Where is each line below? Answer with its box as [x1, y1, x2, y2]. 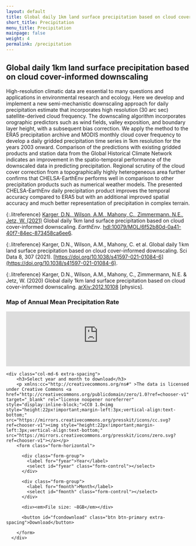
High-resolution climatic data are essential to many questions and [6, 87, 164, 94]
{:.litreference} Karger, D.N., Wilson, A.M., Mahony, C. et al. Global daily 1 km [6, 241, 190, 248]
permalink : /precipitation [6, 42, 72, 47]
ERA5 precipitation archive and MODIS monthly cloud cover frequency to [6, 131, 181, 138]
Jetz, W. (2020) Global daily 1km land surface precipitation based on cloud [6, 277, 185, 284]
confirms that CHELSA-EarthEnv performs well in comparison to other [6, 174, 174, 181]
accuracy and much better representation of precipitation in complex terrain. [6, 200, 190, 207]
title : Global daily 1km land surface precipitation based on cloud [6, 14, 176, 20]
